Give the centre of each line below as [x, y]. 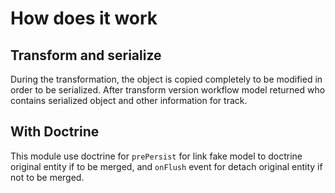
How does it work [84, 18]
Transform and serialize [86, 55]
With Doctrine [55, 132]
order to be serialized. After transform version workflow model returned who [168, 90]
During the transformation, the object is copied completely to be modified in [166, 79]
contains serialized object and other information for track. [129, 100]
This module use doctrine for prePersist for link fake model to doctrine [156, 156]
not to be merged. [47, 177]
